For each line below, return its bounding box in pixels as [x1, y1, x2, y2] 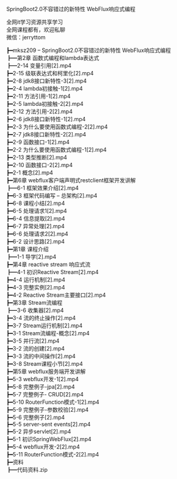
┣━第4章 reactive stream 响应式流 [6, 261, 91, 268]
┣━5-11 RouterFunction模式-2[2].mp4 [6, 451, 99, 458]
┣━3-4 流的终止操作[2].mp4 [6, 314, 76, 321]
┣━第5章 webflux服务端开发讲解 [6, 368, 86, 375]
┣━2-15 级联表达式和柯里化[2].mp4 [6, 70, 94, 76]
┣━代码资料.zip [6, 466, 48, 473]
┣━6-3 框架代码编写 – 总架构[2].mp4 [6, 192, 98, 199]
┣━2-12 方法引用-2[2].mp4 [6, 108, 73, 115]
